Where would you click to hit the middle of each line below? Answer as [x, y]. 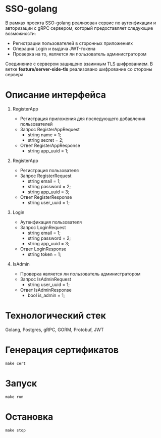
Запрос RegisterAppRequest [50, 129]
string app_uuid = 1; [48, 151]
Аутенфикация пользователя [51, 222]
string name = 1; [44, 135]
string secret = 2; [46, 140]
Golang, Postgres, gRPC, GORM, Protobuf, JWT [55, 330]
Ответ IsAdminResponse [46, 290]
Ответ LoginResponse [43, 249]
